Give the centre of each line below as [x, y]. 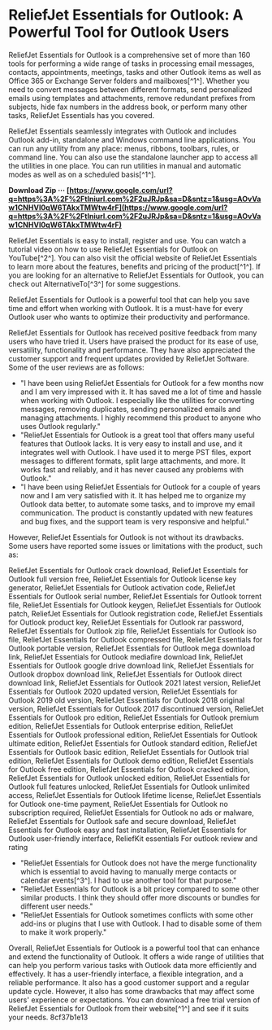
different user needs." [56, 906]
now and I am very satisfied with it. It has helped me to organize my [133, 495]
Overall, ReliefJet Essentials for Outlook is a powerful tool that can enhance [134, 948]
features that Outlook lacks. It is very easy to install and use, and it [131, 443]
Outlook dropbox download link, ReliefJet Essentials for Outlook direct [125, 674]
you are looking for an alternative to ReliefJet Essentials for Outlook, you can [136, 275]
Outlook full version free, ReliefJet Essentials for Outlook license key [123, 579]
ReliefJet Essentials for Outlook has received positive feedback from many [133, 332]
